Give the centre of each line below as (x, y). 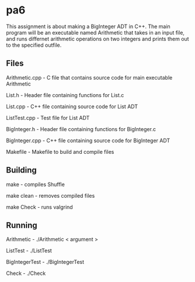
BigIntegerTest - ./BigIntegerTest (45, 262)
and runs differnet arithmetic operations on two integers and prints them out (97, 39)
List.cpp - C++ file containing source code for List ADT (72, 106)
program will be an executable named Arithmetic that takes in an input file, (95, 32)
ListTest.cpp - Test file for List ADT (48, 118)
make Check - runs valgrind (39, 207)
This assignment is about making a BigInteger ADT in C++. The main (88, 26)
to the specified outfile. (34, 45)
